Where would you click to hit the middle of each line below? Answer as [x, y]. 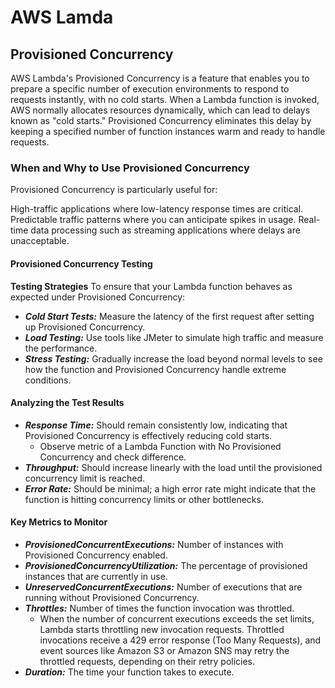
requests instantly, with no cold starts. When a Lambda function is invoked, [165, 99]
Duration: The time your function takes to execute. [129, 672]
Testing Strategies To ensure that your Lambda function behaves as [151, 286]
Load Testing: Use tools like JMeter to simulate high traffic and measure [174, 337]
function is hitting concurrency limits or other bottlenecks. [144, 499]
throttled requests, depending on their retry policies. [147, 661]
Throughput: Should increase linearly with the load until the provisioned [173, 467]
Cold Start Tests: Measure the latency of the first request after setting [169, 316]
